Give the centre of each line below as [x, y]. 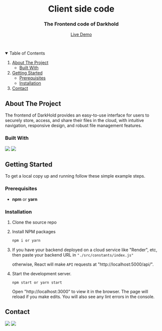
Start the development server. [42, 273]
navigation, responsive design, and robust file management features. [74, 126]
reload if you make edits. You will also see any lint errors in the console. [83, 297]
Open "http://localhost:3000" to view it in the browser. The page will [80, 291]
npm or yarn [25, 199]
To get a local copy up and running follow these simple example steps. [75, 176]
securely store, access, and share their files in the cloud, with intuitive [74, 120]
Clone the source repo [34, 222]
